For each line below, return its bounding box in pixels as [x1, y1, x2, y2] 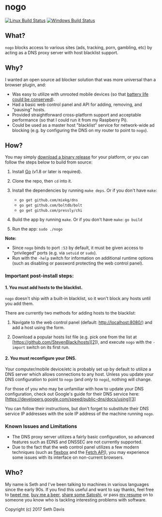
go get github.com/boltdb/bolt [19, 203, 83, 208]
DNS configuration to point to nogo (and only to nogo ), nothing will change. [5, 376, 152, 382]
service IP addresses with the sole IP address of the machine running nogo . [5, 411, 154, 417]
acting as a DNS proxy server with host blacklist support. [5, 50, 118, 55]
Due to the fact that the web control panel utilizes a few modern [12, 444, 139, 450]
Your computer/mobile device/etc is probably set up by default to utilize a [5, 366, 151, 372]
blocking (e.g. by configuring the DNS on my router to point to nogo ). [12, 127, 148, 133]
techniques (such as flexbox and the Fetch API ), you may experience [12, 450, 149, 455]
